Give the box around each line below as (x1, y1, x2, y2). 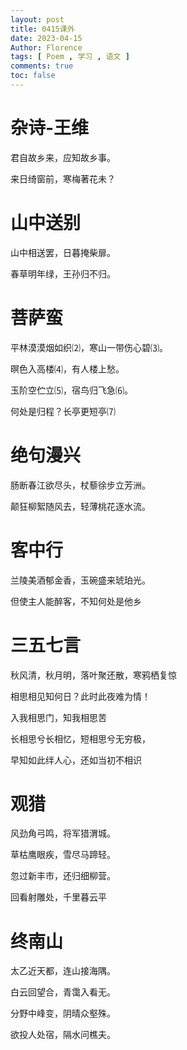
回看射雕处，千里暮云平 (10, 891, 107, 903)
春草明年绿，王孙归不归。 (10, 267, 116, 280)
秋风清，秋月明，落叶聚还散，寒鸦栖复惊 (10, 669, 177, 681)
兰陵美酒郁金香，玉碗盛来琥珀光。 (10, 574, 151, 586)
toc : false (10, 71, 56, 81)
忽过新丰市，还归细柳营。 (10, 870, 116, 882)
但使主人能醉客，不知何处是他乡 (10, 595, 142, 607)
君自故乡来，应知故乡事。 (10, 151, 116, 163)
